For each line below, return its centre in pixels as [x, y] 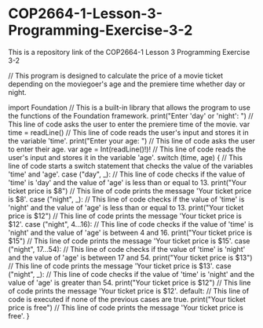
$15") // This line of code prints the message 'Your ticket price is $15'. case [129, 241]
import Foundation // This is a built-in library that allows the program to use [130, 108]
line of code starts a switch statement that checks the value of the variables [131, 166]
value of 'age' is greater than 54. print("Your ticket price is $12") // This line [130, 282]
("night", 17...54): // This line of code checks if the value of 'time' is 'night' [127, 249]
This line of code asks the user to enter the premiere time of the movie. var [129, 124]
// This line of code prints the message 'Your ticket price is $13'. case [120, 266]
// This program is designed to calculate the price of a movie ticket [116, 75]
